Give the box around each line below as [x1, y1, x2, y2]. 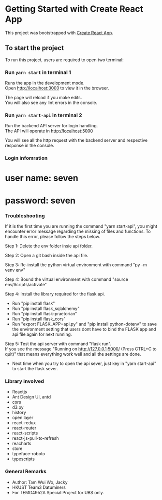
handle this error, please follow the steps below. [5, 233, 101, 239]
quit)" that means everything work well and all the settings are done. [5, 351, 141, 357]
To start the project [5, 44, 64, 52]
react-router [12, 425, 37, 431]
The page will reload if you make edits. [5, 95, 82, 101]
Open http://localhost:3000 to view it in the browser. [5, 85, 109, 91]
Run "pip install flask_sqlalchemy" [12, 305, 80, 311]
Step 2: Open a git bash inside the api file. [5, 252, 88, 258]
